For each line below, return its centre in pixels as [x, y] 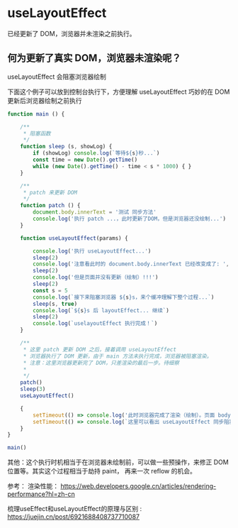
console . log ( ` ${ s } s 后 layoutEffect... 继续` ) [101, 310]
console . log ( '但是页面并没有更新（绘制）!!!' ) [96, 277]
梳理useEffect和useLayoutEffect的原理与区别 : [75, 509]
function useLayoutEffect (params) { [74, 238]
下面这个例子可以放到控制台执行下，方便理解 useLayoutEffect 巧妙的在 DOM [119, 92]
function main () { [36, 114]
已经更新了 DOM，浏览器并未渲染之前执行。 [72, 33]
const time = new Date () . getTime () [85, 160]
